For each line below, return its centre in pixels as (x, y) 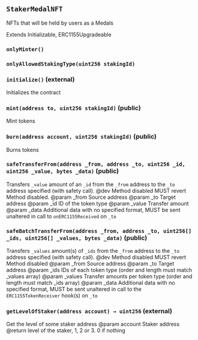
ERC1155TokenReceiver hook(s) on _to (52, 296)
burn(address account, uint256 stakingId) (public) (82, 136)
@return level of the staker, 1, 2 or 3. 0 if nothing (66, 330)
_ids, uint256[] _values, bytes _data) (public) (77, 238)
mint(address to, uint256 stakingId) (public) (73, 108)
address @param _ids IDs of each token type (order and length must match (99, 270)
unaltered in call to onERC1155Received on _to (61, 216)
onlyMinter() (25, 49)
